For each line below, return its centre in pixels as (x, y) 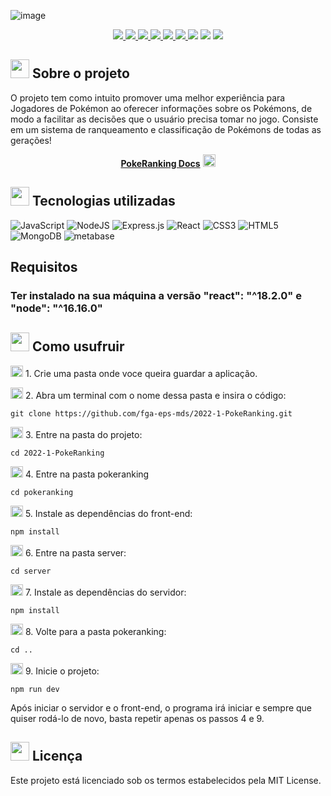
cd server (31, 571)
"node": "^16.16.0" (56, 308)
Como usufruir (78, 346)
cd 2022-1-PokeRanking (57, 453)
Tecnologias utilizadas (103, 201)
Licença (57, 756)
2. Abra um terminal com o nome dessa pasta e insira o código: (155, 395)
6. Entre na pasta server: (75, 552)
